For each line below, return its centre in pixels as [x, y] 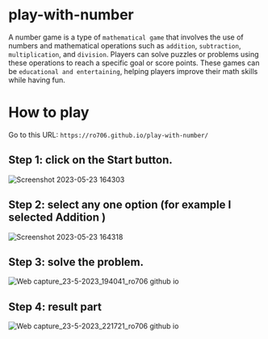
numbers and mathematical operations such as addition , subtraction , [125, 45]
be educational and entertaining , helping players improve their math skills [133, 71]
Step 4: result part [55, 306]
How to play [49, 112]
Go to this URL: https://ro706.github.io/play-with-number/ [108, 134]
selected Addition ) [57, 218]
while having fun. [37, 80]
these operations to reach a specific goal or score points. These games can [134, 63]
